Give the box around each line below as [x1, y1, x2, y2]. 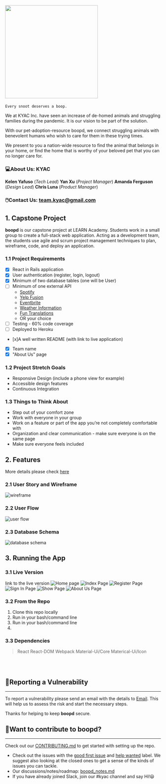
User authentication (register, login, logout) [12, 272, 100, 278]
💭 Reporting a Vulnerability [5, 678, 88, 686]
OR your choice [19, 315, 51, 321]
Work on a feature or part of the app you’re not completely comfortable [12, 420, 158, 426]
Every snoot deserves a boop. [5, 104, 68, 109]
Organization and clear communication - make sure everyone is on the [12, 431, 156, 437]
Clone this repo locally [12, 609, 58, 615]
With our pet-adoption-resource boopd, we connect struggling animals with [5, 127, 159, 133]
